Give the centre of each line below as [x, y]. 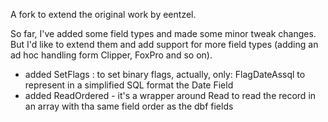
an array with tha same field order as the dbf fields [129, 106]
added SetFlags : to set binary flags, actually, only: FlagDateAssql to [165, 74]
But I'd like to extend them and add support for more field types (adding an [164, 44]
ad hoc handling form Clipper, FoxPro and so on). [111, 55]
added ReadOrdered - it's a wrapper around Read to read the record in [170, 95]
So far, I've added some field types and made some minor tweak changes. [163, 33]
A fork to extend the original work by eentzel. [103, 14]
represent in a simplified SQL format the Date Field [129, 85]
